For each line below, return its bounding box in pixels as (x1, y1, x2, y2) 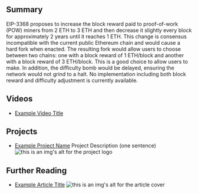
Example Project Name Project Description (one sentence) (14, 142, 156, 149)
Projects (6, 127, 38, 137)
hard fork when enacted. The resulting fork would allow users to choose (6, 45, 181, 52)
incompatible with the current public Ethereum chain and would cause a (6, 39, 181, 46)
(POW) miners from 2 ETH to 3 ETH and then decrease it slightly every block (6, 27, 192, 34)
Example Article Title (14, 181, 65, 188)
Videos (6, 94, 33, 104)
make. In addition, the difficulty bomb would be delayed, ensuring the (6, 64, 175, 71)
